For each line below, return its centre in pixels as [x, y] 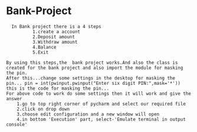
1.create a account [56, 32]
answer [14, 98]
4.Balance [45, 47]
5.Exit [40, 52]
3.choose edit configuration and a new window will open [88, 114]
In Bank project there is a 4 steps [56, 27]
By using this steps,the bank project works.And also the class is [92, 62]
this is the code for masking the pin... [58, 88]
